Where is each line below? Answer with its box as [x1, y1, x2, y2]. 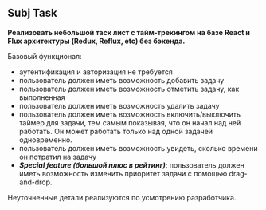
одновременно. [18, 135, 72, 145]
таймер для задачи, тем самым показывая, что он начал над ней [18, 117, 241, 127]
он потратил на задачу [18, 152, 97, 161]
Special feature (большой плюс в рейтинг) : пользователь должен [18, 160, 244, 170]
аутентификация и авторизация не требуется [18, 67, 173, 77]
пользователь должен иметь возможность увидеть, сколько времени [18, 143, 258, 153]
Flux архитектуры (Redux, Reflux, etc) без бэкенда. [7, 36, 186, 46]
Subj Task [7, 6, 57, 20]
